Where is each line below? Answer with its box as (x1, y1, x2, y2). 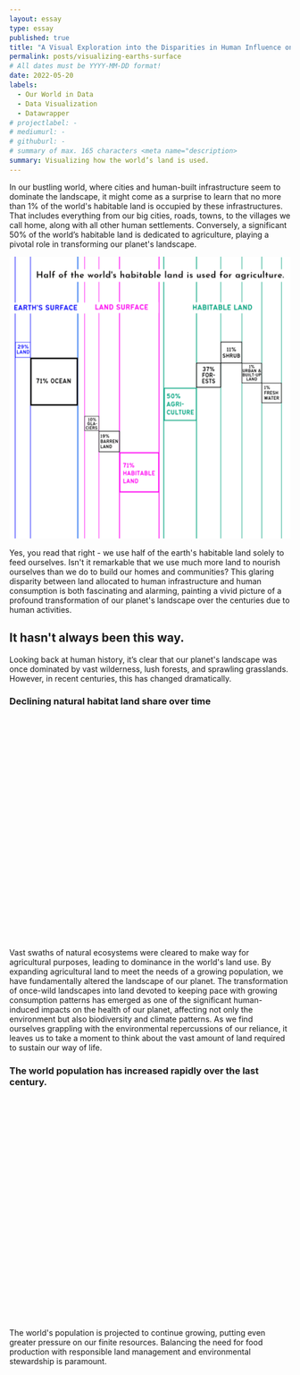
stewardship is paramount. (9, 1356, 107, 1367)
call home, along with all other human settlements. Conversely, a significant (9, 219, 287, 230)
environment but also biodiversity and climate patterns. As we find (9, 1014, 254, 1024)
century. (9, 1075, 47, 1088)
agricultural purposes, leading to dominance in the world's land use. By (9, 956, 271, 967)
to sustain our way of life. (9, 1042, 103, 1053)
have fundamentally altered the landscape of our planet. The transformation (9, 975, 288, 986)
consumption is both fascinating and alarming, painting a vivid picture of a (9, 585, 282, 596)
